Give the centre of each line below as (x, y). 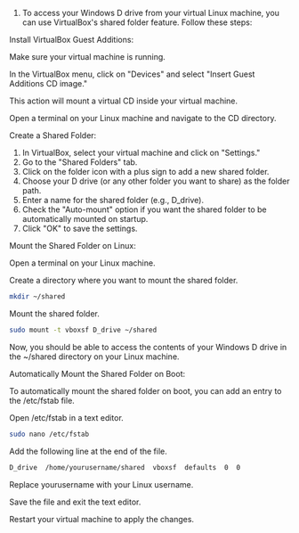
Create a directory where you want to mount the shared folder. (124, 280)
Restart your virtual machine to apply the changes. (101, 519)
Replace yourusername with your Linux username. (101, 484)
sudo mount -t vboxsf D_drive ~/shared (83, 330)
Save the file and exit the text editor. (75, 502)
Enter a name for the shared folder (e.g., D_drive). (113, 200)
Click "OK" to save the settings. (80, 228)
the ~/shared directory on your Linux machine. (94, 357)
